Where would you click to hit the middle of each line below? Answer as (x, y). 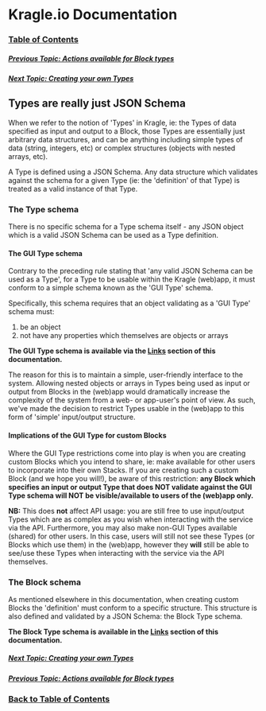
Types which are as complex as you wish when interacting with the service (131, 519)
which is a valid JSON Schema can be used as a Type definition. (114, 235)
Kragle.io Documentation (93, 15)
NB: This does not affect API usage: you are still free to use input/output (126, 511)
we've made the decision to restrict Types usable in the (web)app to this (126, 409)
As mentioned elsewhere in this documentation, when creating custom (123, 599)
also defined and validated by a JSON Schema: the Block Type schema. (125, 616)
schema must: (31, 312)
